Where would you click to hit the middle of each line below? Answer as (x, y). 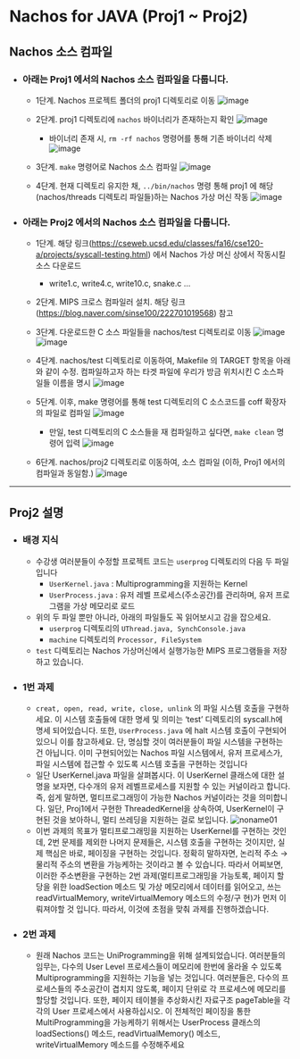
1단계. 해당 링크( (63, 244)
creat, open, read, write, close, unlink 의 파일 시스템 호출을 (150, 708)
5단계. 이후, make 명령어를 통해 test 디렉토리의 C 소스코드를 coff (149, 402)
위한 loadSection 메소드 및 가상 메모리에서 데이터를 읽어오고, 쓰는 (167, 887)
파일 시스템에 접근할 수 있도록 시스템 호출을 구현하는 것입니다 (142, 764)
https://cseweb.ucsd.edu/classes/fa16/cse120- (178, 244)
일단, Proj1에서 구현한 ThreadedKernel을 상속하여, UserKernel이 (161, 809)
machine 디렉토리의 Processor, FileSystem (125, 639)
